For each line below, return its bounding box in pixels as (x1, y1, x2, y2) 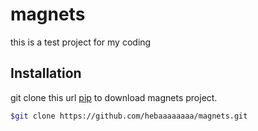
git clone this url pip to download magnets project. (10, 91, 218, 103)
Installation (10, 65, 82, 82)
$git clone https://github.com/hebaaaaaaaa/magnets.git (10, 111, 248, 121)
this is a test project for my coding (10, 36, 152, 48)
